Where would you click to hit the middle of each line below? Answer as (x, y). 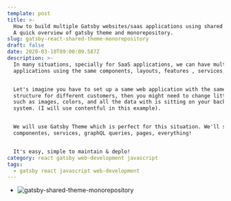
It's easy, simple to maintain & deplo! (72, 152)
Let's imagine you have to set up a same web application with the (112, 89)
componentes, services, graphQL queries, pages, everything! (103, 133)
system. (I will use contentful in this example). (87, 108)
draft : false (26, 45)
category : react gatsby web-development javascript (82, 158)
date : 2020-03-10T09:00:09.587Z (53, 52)
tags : (15, 164)
